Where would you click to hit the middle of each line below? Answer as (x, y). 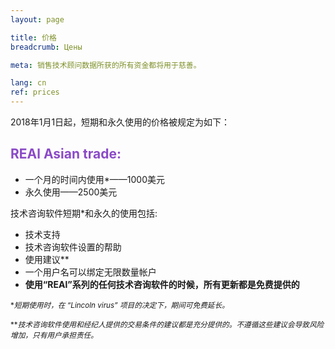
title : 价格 (33, 37)
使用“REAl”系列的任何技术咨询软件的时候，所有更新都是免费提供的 (162, 284)
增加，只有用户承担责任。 (54, 335)
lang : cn (28, 83)
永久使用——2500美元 (71, 192)
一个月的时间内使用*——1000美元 (95, 179)
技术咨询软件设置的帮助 (73, 247)
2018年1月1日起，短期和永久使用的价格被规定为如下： (120, 122)
